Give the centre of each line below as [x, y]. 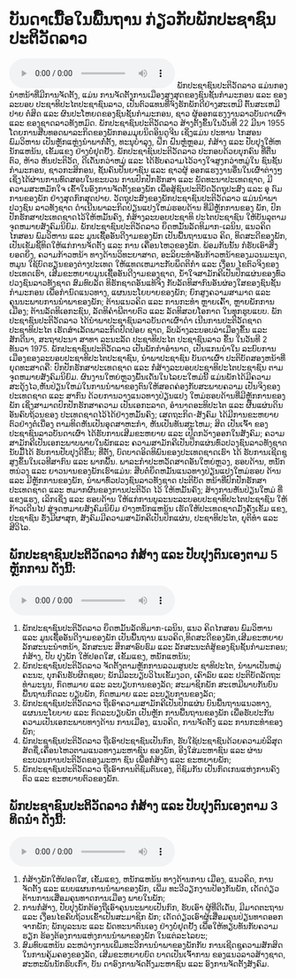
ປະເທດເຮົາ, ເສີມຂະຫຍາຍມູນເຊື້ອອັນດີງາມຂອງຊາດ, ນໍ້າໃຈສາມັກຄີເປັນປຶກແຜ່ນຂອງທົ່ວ [148, 273]
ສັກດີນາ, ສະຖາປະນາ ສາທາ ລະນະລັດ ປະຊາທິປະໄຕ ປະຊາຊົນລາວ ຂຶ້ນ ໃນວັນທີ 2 [138, 339]
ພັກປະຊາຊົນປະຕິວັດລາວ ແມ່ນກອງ [232, 85]
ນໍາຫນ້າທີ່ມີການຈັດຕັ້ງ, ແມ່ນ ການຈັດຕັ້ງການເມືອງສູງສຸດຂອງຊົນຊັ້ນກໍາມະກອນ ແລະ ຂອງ [148, 95]
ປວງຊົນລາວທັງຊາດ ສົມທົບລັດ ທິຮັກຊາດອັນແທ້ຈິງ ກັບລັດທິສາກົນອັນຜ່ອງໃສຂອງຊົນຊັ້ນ [145, 282]
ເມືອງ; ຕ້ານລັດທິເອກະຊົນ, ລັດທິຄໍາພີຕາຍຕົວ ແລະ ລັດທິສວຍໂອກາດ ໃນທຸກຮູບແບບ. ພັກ [146, 311]
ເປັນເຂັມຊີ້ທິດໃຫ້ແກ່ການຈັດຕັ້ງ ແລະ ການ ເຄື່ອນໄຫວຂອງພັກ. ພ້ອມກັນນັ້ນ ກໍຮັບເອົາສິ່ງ [144, 245]
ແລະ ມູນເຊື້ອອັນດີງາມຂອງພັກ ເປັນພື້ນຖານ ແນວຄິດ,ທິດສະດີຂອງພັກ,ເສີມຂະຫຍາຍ [152, 637]
